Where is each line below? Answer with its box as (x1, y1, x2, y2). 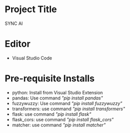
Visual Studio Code (12, 55, 53, 61)
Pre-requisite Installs (5, 73, 95, 84)
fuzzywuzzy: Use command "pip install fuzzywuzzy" (12, 100, 122, 106)
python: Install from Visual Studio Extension (12, 89, 103, 95)
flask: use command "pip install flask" (12, 111, 92, 117)
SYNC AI (5, 20, 23, 26)
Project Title (5, 4, 57, 15)
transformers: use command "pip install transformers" (12, 106, 125, 112)
